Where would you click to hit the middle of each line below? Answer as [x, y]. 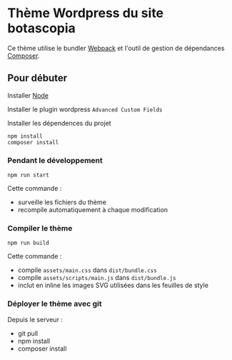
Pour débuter [37, 78]
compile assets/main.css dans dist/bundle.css [87, 270]
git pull [27, 333]
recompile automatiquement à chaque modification [93, 210]
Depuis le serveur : [35, 319]
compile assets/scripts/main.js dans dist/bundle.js [97, 278]
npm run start [29, 175]
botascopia [42, 28]
